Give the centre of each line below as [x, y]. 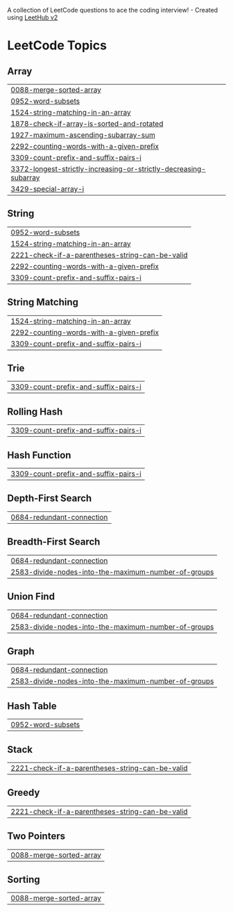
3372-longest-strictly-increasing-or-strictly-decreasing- [108, 169]
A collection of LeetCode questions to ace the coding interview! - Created [113, 10]
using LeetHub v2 [33, 17]
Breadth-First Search [54, 542]
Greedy [24, 793]
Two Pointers [36, 837]
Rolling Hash [35, 411]
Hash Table [32, 706]
